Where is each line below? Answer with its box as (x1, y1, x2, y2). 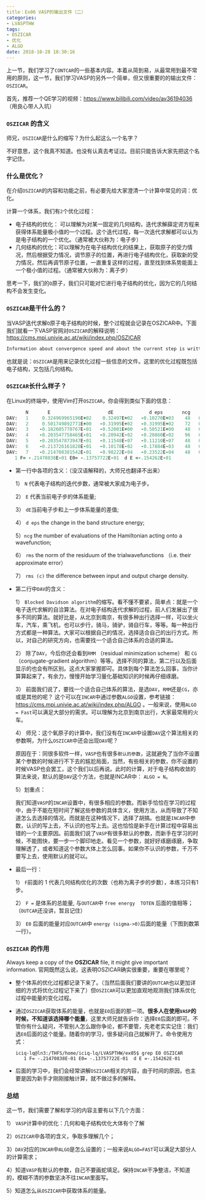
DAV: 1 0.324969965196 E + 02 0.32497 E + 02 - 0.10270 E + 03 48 (6, 415, 191, 421)
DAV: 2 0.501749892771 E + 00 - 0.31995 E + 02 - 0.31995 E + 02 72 (6, 420, 191, 427)
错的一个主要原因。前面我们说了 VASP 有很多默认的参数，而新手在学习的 (15, 829, 193, 837)
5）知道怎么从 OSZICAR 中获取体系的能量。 (6, 1187, 110, 1194)
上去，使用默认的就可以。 (26, 853, 91, 860)
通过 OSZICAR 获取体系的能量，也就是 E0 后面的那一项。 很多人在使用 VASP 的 (15, 1007, 196, 1014)
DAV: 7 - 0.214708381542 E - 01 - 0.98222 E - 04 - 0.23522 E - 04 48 (6, 449, 191, 455)
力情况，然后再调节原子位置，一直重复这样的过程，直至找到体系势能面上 (15, 259, 198, 267)
